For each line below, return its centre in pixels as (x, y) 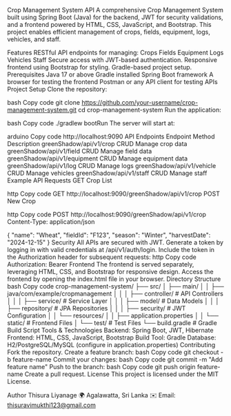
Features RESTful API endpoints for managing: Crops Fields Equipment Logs (115, 52)
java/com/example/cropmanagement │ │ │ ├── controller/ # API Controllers (115, 293)
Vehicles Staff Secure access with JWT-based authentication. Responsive (112, 60)
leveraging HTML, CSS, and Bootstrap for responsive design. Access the (110, 272)
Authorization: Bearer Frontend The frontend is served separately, (101, 264)
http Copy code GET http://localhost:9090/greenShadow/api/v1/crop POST (114, 194)
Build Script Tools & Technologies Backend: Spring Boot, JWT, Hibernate (110, 330)
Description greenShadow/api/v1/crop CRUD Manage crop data (97, 144)
